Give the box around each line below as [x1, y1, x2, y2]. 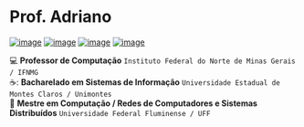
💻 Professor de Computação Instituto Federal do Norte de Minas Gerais [9, 55, 296, 66]
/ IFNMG [9, 68, 39, 77]
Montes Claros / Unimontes [9, 90, 112, 99]
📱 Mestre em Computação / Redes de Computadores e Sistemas [9, 98, 258, 109]
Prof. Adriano [9, 6, 112, 27]
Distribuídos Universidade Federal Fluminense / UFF [9, 107, 211, 118]
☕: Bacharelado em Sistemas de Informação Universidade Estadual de [9, 76, 280, 88]
